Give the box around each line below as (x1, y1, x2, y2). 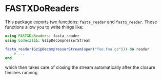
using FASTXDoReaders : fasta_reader (5, 33, 80, 38)
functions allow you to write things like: (5, 24, 84, 30)
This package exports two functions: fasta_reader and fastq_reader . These (5, 19, 158, 25)
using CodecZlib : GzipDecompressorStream (5, 38, 91, 43)
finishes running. (5, 70, 39, 76)
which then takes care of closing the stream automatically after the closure (5, 64, 155, 70)
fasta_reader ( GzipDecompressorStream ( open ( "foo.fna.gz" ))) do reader (5, 47, 150, 51)
